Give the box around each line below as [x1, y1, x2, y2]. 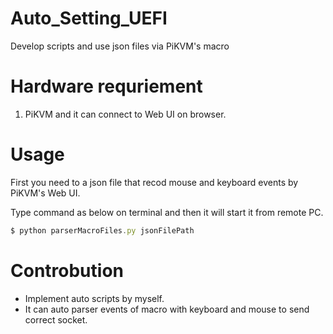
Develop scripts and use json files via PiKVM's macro [10, 40, 230, 52]
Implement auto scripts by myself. [24, 292, 165, 304]
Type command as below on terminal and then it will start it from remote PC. [10, 206, 324, 218]
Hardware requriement [10, 75, 203, 98]
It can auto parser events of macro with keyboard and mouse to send [24, 303, 310, 315]
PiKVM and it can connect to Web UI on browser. [24, 108, 227, 120]
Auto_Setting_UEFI [10, 7, 168, 30]
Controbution [10, 259, 124, 282]
